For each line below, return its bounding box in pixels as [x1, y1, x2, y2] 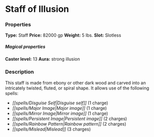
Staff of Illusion [5, 3, 69, 15]
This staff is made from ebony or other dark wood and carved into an [5, 80, 146, 86]
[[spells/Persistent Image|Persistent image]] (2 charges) [12, 115, 127, 122]
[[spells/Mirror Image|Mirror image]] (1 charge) [12, 110, 108, 116]
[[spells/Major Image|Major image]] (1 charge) [12, 105, 107, 111]
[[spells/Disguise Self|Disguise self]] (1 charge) [12, 100, 108, 106]
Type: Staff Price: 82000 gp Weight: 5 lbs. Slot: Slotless [5, 32, 121, 38]
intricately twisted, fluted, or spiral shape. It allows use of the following [5, 85, 150, 91]
